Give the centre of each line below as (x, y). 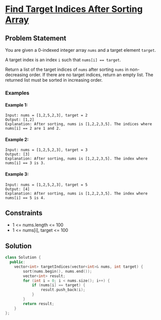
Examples (17, 93)
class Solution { (23, 258)
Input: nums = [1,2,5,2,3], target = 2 (46, 116)
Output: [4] (17, 189)
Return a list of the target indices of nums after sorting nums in (67, 69)
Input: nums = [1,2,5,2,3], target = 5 (46, 185)
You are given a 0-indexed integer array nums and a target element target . (81, 50)
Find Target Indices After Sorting (74, 9)
